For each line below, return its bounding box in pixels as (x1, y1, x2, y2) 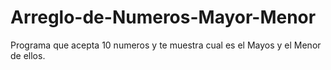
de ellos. (10, 49, 46, 61)
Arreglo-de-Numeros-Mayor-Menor (10, 6, 317, 29)
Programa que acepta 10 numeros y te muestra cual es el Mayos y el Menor (10, 39, 322, 51)
